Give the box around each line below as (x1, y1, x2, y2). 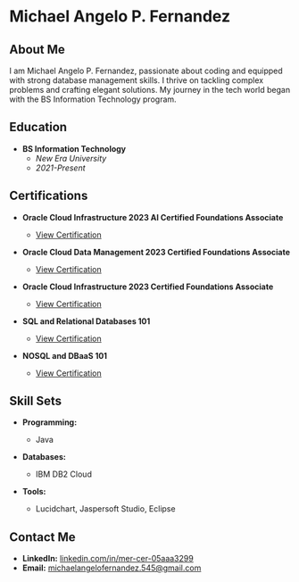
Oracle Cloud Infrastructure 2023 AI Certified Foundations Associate (21, 212, 284, 222)
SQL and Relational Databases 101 (21, 315, 151, 327)
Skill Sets (9, 394, 62, 409)
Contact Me (9, 529, 76, 545)
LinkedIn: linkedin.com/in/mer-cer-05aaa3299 (21, 553, 194, 564)
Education (9, 120, 68, 135)
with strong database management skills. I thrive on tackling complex (9, 75, 264, 86)
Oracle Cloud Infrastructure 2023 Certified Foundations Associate (21, 281, 274, 292)
